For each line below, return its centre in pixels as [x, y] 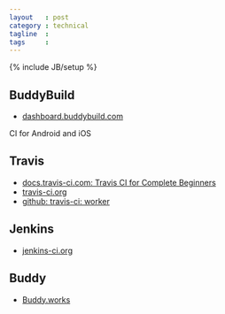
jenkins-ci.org [47, 250]
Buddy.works [46, 299]
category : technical [49, 26]
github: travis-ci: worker [66, 201]
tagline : [29, 34]
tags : [29, 42]
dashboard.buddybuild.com [73, 117]
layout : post [39, 17]
